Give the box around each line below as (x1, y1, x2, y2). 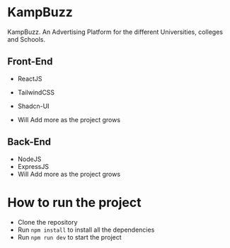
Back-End (7, 136, 52, 148)
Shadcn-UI (17, 102, 50, 110)
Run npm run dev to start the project (17, 232, 122, 241)
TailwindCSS (17, 88, 55, 96)
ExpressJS (17, 162, 50, 170)
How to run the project (7, 194, 142, 211)
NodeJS (17, 155, 42, 163)
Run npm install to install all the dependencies (17, 225, 155, 234)
